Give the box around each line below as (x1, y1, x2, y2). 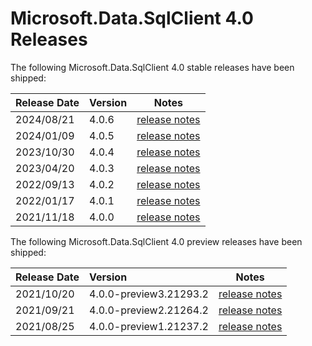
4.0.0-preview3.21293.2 (89, 287, 209, 301)
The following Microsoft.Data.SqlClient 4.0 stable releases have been (10, 61, 295, 73)
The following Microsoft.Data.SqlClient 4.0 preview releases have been (10, 235, 303, 247)
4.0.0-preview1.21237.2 (89, 319, 209, 333)
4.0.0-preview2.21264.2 (89, 303, 209, 317)
